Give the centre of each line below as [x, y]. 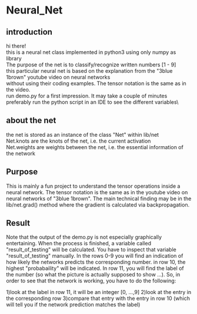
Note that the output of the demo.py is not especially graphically [84, 237]
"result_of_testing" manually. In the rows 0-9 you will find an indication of [95, 256]
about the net [31, 121]
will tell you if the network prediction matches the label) [73, 305]
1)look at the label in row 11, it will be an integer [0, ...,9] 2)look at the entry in [99, 292]
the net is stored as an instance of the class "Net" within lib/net [83, 134]
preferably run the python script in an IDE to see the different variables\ [92, 102]
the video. [18, 90]
